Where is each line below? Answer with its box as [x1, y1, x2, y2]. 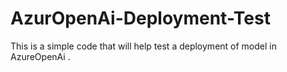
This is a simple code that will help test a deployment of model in [10, 40, 277, 52]
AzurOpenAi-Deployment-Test [10, 7, 271, 30]
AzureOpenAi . [10, 50, 71, 62]
